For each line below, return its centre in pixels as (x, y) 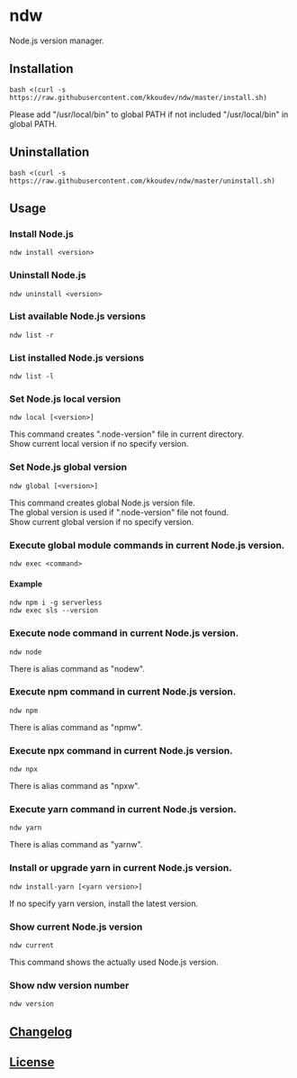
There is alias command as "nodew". (77, 668)
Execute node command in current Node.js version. (124, 633)
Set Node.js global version (68, 467)
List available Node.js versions (78, 316)
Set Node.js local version (65, 399)
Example (26, 584)
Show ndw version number (69, 985)
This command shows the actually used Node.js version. (114, 962)
